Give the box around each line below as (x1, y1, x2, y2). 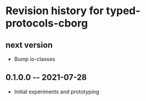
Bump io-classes (14, 56, 56, 62)
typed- (106, 4, 141, 18)
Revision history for (5, 4, 104, 18)
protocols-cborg (5, 16, 88, 30)
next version (5, 40, 53, 50)
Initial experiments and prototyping (14, 88, 99, 95)
